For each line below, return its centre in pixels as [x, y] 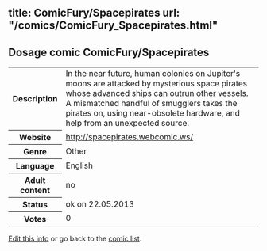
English [79, 165]
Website [35, 137]
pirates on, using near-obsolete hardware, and [153, 113]
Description [35, 98]
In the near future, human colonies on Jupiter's [153, 74]
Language [35, 165]
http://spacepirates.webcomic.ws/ [130, 136]
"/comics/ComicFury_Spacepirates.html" [113, 26]
